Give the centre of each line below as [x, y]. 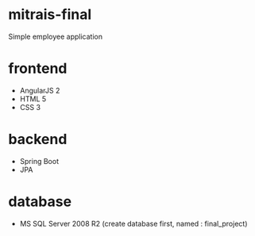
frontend [38, 69]
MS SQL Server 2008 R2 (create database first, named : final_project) [133, 223]
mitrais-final [50, 15]
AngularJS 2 [40, 90]
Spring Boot [39, 161]
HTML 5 [33, 99]
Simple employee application [56, 36]
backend [38, 139]
